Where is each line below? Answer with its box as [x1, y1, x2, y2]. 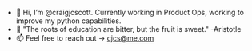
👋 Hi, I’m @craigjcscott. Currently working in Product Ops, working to [15, 8, 244, 17]
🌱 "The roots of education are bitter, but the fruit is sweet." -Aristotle [15, 25, 242, 33]
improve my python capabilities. [15, 16, 122, 25]
